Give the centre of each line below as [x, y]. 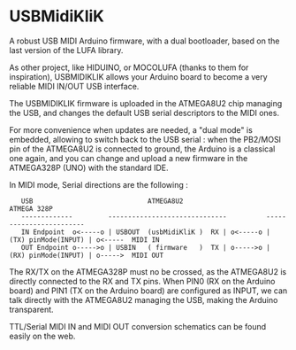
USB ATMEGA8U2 [102, 201]
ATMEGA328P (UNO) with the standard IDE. [89, 167]
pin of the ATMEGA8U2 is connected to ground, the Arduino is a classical [142, 149]
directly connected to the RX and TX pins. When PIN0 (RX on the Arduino [142, 281]
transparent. [32, 309]
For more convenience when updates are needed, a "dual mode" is [131, 129]
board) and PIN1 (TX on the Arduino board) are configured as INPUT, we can [148, 291]
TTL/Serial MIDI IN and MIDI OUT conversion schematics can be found [138, 326]
